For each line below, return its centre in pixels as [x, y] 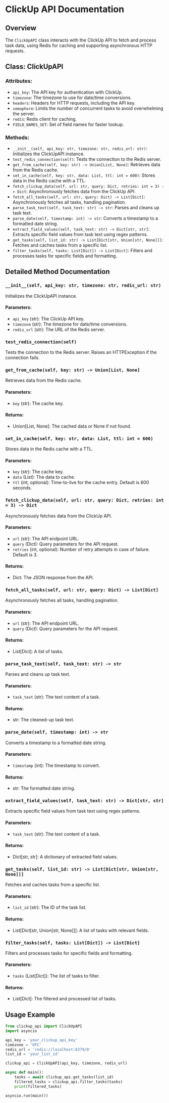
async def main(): [24, 1073]
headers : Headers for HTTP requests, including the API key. [74, 103]
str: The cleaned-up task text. [43, 720]
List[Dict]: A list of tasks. [38, 651]
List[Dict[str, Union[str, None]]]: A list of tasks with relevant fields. [81, 930]
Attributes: [19, 81]
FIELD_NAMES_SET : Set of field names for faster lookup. [68, 124]
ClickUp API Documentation [65, 9]
